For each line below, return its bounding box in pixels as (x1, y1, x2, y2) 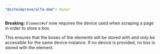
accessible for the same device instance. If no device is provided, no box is (5, 39, 155, 45)
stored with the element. (5, 44, 54, 50)
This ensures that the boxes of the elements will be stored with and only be (5, 34, 155, 40)
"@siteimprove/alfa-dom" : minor (5, 7, 70, 12)
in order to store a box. (5, 25, 51, 31)
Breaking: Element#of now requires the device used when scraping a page (5, 20, 154, 26)
